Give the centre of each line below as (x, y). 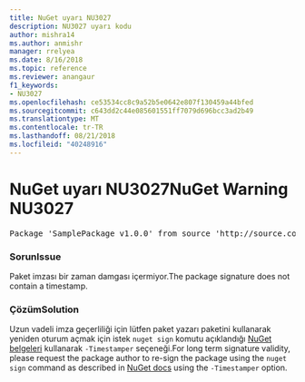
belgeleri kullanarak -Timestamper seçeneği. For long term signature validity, (150, 348)
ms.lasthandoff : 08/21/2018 (63, 136)
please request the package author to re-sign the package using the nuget (148, 358)
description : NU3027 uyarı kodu (70, 26)
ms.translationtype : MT (54, 119)
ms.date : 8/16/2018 (46, 60)
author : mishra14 (42, 34)
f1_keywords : (34, 85)
